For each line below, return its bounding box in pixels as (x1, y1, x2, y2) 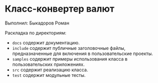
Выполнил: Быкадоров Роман (5, 20, 70, 26)
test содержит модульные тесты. (12, 72, 86, 78)
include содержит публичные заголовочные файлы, (12, 45, 126, 51)
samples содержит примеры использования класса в (12, 56, 128, 62)
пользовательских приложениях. (12, 61, 85, 67)
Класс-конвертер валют (5, 3, 115, 15)
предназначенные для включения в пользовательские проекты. (12, 50, 153, 57)
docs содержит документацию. (12, 39, 80, 46)
